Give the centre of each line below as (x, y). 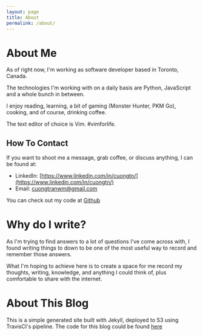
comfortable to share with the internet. (54, 279)
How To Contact (37, 143)
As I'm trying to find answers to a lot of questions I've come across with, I (98, 242)
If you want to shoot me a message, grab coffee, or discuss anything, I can (100, 158)
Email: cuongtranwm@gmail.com (56, 189)
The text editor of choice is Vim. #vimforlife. (61, 124)
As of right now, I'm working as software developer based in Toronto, (92, 69)
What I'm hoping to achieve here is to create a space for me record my (95, 266)
